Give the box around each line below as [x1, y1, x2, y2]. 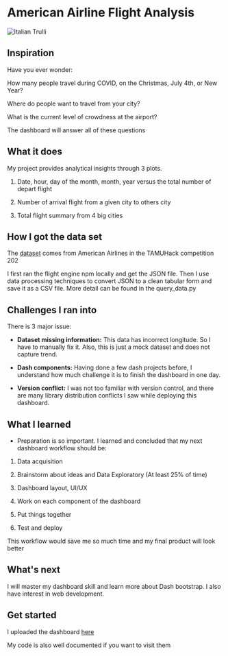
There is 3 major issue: [7, 322, 72, 330]
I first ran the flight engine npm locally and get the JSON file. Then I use [7, 269, 210, 278]
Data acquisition [16, 457, 63, 465]
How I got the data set [7, 231, 103, 243]
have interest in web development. [7, 590, 105, 598]
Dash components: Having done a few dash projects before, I [16, 363, 192, 372]
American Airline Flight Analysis [7, 5, 195, 21]
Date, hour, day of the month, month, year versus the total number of [16, 177, 212, 186]
